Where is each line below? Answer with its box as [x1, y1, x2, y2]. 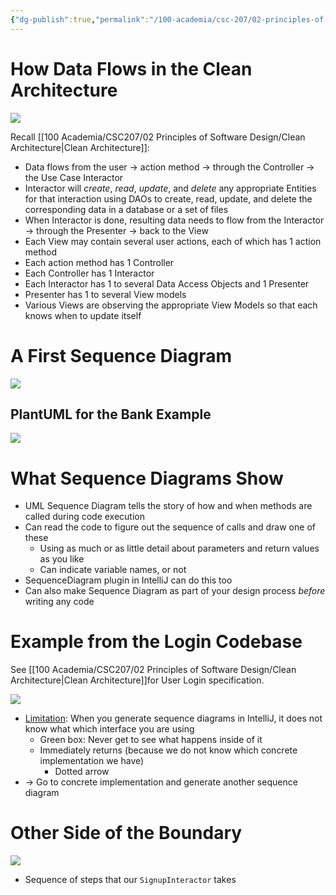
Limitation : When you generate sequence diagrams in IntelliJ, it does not [24, 712, 323, 725]
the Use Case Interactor [24, 171, 124, 183]
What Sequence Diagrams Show [10, 467, 284, 490]
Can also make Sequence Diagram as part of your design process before [24, 585, 326, 597]
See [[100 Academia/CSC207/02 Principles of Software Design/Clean [10, 664, 297, 676]
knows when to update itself [24, 309, 142, 321]
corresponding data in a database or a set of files [24, 203, 229, 215]
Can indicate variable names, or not [39, 564, 187, 576]
